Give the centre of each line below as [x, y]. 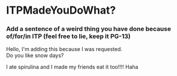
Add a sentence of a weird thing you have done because [88, 29]
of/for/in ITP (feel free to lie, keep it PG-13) [68, 36]
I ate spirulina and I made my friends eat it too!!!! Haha [72, 67]
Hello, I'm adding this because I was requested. [64, 49]
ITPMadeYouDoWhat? [61, 10]
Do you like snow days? [35, 56]
